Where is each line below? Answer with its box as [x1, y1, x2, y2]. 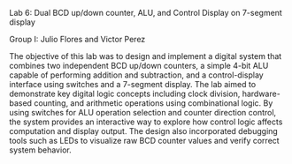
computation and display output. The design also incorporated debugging [9, 126, 279, 136]
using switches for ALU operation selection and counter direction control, [9, 108, 277, 117]
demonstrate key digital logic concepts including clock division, [9, 88, 241, 99]
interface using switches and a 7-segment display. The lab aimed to [9, 79, 257, 89]
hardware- [242, 88, 280, 99]
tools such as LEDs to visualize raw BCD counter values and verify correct [9, 136, 280, 145]
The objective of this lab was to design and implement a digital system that [9, 51, 282, 61]
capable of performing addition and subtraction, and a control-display [9, 70, 264, 80]
